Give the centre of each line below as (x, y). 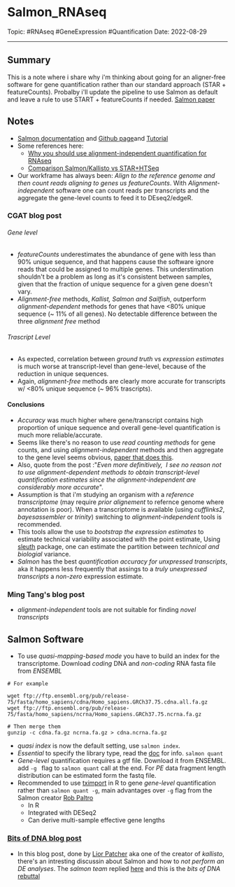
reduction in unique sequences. (63, 373)
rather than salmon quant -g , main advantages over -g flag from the (115, 790)
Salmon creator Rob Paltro (55, 798)
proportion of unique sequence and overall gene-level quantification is (119, 428)
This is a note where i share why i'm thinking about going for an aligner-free (116, 77)
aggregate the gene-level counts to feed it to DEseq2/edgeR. (105, 197)
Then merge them (37, 727)
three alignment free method (58, 321)
